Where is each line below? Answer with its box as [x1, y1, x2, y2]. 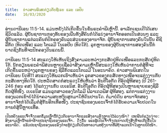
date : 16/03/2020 [5, 12, 46, 17]
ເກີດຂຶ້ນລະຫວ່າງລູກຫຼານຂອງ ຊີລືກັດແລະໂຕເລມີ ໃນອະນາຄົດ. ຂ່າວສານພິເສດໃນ [5, 67, 150, 73]
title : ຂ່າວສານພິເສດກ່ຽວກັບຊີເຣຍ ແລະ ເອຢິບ [5, 7, 84, 12]
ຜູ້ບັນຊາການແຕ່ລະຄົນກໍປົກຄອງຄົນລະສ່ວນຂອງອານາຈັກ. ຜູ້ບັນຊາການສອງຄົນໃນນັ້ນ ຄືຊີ [5, 36, 163, 42]
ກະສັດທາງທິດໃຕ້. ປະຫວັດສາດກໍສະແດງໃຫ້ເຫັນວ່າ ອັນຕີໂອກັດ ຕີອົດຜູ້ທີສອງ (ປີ [5, 78, 147, 84]
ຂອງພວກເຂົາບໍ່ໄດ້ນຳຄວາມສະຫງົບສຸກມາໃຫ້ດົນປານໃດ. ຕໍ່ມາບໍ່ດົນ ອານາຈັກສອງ [5, 93, 148, 100]
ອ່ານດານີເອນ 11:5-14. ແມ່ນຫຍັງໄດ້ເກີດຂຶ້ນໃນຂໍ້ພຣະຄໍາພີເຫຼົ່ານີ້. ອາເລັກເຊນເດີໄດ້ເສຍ [5, 25, 158, 31]
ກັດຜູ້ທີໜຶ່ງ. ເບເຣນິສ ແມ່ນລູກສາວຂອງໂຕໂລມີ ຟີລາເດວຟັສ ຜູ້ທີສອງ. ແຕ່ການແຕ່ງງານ [5, 88, 156, 94]
